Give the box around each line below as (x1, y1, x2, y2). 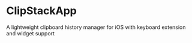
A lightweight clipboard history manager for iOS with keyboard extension (6, 24, 186, 31)
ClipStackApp (6, 4, 77, 18)
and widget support (6, 29, 55, 37)
